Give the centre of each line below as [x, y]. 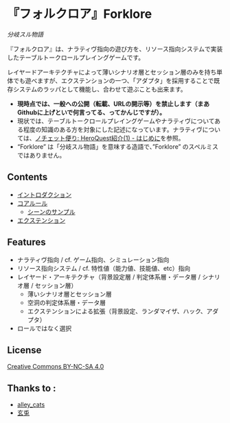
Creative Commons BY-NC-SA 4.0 [56, 367]
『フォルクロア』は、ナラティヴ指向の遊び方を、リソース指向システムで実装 [115, 49]
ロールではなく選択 [44, 328]
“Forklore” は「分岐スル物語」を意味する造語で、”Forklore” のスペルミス [117, 146]
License [24, 350]
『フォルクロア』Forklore [80, 14]
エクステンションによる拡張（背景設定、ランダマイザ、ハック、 [117, 311]
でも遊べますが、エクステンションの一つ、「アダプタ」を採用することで [113, 80]
